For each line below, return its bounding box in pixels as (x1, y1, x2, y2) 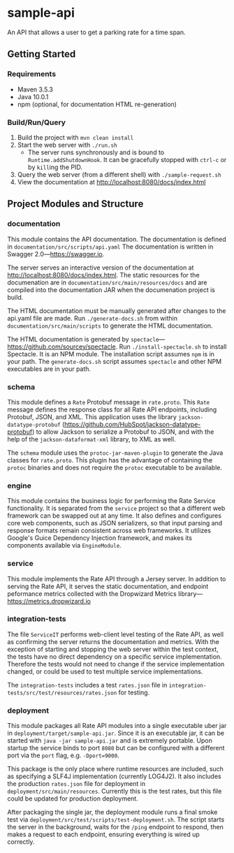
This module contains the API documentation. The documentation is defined (7, 235, 226, 243)
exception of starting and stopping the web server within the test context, (7, 645, 219, 653)
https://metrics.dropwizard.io (7, 597, 91, 605)
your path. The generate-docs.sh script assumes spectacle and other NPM (7, 357, 222, 365)
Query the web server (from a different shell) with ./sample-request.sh (17, 170, 221, 179)
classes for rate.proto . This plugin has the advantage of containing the (7, 455, 213, 464)
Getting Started (7, 48, 76, 60)
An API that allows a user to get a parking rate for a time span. (7, 28, 187, 36)
